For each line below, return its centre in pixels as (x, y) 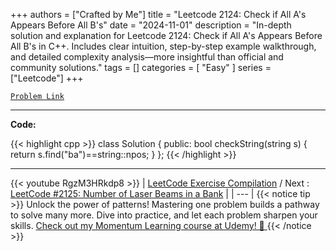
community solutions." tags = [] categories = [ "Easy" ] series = (141, 67)
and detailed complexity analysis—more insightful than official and (147, 57)
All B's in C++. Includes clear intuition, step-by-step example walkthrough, (163, 46)
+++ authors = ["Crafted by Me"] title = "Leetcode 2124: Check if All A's (158, 14)
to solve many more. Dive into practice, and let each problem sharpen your (164, 215)
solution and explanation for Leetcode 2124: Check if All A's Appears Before (166, 35)
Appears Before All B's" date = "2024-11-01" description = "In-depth (151, 25)
